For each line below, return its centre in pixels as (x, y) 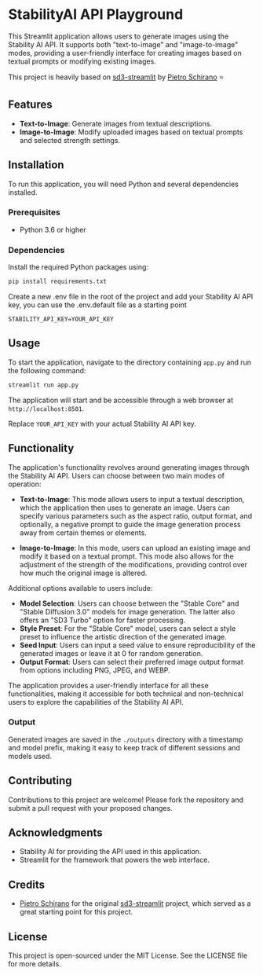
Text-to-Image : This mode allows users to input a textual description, (132, 499)
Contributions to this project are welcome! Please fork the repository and (126, 800)
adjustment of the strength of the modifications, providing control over (133, 564)
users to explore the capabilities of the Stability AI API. (96, 702)
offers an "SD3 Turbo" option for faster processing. (102, 620)
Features (30, 105)
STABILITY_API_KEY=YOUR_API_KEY (61, 320)
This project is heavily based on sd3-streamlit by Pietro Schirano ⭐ (116, 77)
